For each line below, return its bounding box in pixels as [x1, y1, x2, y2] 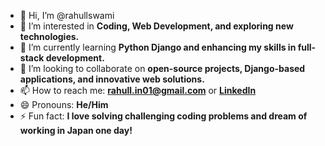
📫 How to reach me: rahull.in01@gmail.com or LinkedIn [19, 85, 257, 96]
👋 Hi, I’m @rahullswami [19, 10, 115, 21]
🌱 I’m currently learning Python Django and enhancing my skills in [19, 41, 297, 53]
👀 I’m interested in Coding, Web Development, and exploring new [19, 20, 294, 32]
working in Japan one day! [19, 125, 133, 136]
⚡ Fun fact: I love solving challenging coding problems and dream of [19, 110, 308, 122]
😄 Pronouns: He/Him [19, 99, 109, 110]
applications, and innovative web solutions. [19, 73, 205, 85]
